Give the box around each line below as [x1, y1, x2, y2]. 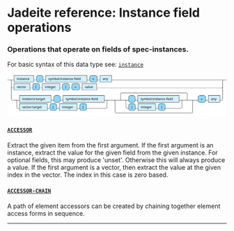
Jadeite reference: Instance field [7, 5, 201, 21]
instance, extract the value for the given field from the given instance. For [7, 148, 218, 157]
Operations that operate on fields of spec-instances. [7, 45, 189, 54]
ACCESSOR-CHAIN [7, 188, 52, 195]
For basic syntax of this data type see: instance [7, 61, 144, 69]
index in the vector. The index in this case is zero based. [7, 170, 169, 179]
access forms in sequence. [7, 209, 85, 217]
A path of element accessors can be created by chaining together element [7, 202, 221, 210]
